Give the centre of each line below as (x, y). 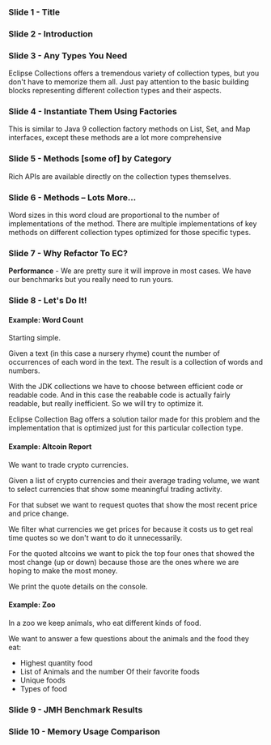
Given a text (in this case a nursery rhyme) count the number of (114, 353)
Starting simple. (34, 338)
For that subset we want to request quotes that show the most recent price (133, 504)
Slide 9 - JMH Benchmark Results (76, 709)
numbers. (24, 370)
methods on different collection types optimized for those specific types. (130, 233)
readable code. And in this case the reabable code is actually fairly (119, 395)
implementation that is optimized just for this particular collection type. (126, 428)
